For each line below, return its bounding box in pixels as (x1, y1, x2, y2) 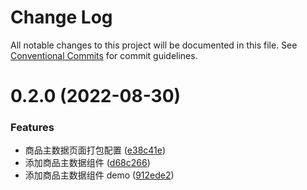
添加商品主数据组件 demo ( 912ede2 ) (24, 169, 175, 181)
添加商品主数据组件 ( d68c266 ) (24, 157, 151, 169)
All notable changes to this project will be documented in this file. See (10, 39, 298, 51)
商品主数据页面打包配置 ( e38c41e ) (24, 144, 167, 156)
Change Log (10, 6, 113, 29)
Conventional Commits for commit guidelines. (10, 49, 198, 61)
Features (10, 121, 55, 135)
